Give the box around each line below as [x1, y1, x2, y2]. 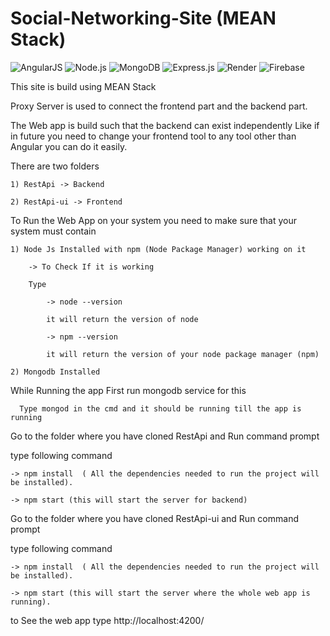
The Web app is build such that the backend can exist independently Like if [10, 119, 320, 131]
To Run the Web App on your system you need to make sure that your [10, 214, 298, 226]
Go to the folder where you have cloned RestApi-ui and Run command [10, 512, 299, 524]
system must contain [10, 225, 97, 237]
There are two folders [10, 160, 100, 172]
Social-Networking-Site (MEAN [10, 7, 277, 30]
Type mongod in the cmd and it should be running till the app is [19, 403, 302, 414]
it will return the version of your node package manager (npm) [46, 349, 320, 359]
